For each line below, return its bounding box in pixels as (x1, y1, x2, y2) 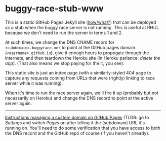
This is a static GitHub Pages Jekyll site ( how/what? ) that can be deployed (5, 19, 157, 25)
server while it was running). (5, 80, 63, 86)
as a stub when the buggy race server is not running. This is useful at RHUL (5, 24, 159, 30)
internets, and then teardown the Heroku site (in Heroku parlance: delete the (5, 55, 161, 61)
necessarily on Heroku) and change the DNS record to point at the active (5, 95, 154, 101)
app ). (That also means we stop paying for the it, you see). (5, 60, 124, 66)
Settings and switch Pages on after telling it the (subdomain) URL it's (5, 119, 145, 126)
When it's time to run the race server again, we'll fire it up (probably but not (5, 90, 159, 96)
